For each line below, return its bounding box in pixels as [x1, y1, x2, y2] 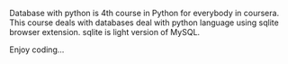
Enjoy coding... [9, 44, 65, 55]
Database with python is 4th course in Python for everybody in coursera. [9, 8, 280, 18]
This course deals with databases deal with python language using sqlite [9, 17, 279, 28]
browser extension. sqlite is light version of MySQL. [9, 27, 201, 37]
